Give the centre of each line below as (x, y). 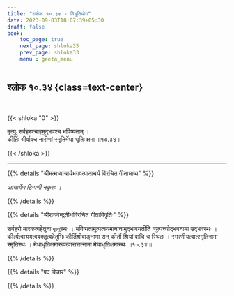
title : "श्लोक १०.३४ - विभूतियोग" (49, 14)
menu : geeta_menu (46, 59)
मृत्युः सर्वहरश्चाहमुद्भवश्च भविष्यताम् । (48, 131)
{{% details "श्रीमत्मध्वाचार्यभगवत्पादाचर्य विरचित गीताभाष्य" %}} (81, 173)
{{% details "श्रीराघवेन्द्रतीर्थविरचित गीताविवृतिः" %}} (68, 214)
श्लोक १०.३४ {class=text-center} (75, 88)
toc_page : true (42, 40)
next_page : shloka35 (49, 46)
